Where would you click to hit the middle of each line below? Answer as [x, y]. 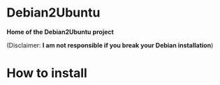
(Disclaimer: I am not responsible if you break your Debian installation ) [110, 45]
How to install [47, 73]
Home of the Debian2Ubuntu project [60, 32]
